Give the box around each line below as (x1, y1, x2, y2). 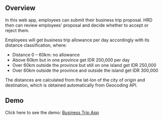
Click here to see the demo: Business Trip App (5, 109, 99, 115)
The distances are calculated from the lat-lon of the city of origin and (5, 77, 145, 83)
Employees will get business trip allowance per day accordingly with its (5, 37, 150, 43)
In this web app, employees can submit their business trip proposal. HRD (5, 17, 153, 23)
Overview (5, 4, 36, 12)
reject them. (5, 27, 30, 33)
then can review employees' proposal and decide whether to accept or (5, 22, 149, 28)
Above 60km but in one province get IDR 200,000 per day (12, 57, 130, 63)
